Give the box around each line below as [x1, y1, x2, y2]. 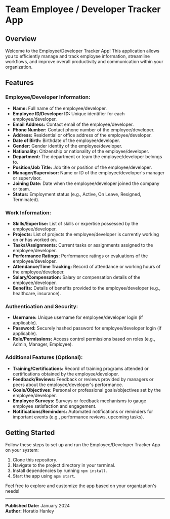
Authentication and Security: [5, 303, 78, 310]
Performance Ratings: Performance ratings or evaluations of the [12, 253, 148, 259]
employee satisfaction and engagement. [12, 403, 97, 409]
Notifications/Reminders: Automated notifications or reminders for [12, 408, 153, 414]
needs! [5, 488, 20, 494]
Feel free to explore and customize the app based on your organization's [5, 483, 157, 489]
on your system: [5, 447, 39, 453]
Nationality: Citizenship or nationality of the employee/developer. [12, 148, 149, 154]
